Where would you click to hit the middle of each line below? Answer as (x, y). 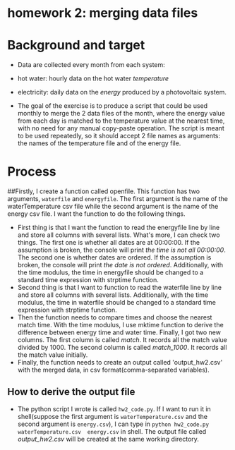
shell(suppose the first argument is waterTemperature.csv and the (113, 416)
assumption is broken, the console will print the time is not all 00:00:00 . (121, 250)
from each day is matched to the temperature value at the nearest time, (121, 121)
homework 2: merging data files (103, 13)
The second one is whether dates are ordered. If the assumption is (114, 257)
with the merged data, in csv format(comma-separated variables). (113, 370)
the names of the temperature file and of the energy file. (99, 143)
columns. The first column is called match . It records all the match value (122, 340)
